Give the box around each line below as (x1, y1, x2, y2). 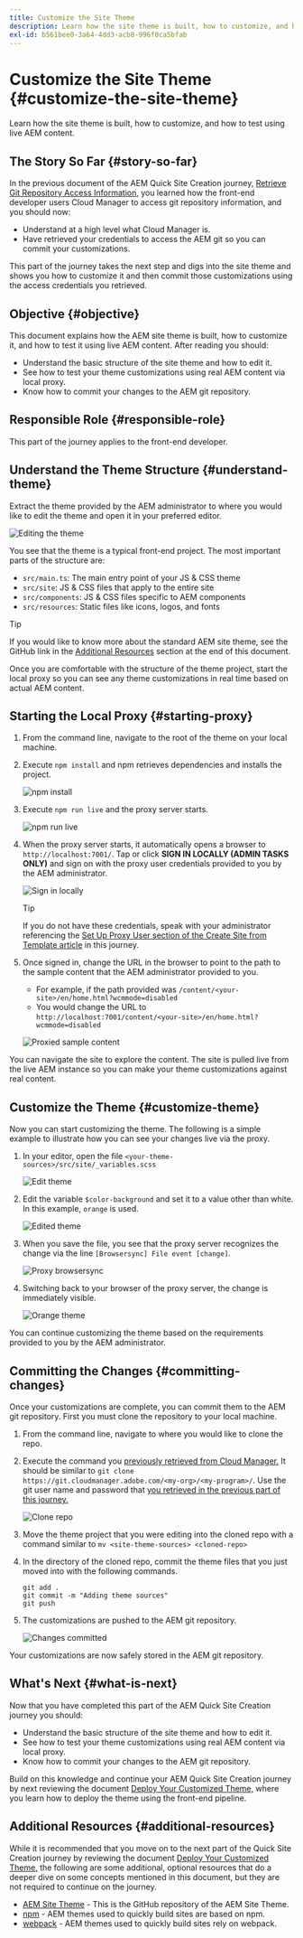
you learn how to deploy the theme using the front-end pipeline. (9, 1793, 247, 1803)
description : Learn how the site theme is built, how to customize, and (9, 22, 289, 31)
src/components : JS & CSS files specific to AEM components (22, 591, 246, 602)
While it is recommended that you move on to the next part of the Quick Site (9, 1842, 291, 1853)
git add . (22, 1583, 60, 1592)
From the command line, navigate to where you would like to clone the (22, 1428, 284, 1439)
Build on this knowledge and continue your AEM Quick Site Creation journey (9, 1773, 291, 1784)
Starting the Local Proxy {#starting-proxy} (9, 708, 253, 724)
